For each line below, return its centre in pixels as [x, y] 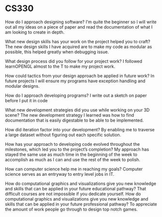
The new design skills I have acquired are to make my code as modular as [79, 46]
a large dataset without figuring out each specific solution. [63, 135]
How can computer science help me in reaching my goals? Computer [74, 169]
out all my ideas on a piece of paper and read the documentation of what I [79, 27]
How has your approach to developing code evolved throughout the [73, 144]
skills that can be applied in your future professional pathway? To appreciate [81, 204]
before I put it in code [26, 100]
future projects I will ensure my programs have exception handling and [75, 81]
